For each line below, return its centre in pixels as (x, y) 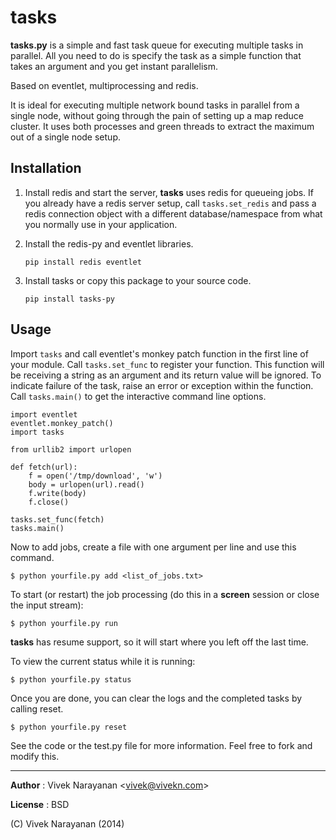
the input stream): (47, 605)
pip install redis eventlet (83, 262)
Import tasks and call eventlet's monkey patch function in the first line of (159, 353)
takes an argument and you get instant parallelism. (114, 66)
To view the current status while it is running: (103, 661)
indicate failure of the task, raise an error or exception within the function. (162, 385)
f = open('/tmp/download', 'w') (95, 476)
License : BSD (40, 804)
